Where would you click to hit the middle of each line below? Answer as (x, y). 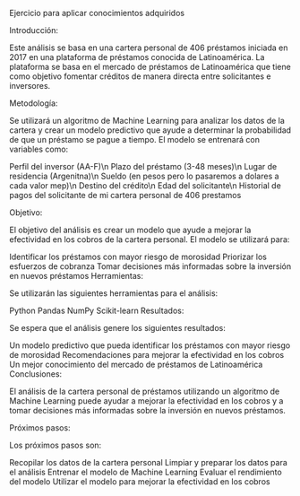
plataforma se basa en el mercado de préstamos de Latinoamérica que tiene (150, 67)
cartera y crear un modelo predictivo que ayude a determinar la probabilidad (150, 130)
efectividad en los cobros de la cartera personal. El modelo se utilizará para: (150, 239)
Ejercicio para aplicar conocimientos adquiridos (97, 13)
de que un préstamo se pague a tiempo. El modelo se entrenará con (134, 139)
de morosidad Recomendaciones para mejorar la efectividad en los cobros (147, 355)
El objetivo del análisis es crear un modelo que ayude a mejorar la (130, 230)
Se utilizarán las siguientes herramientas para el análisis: (114, 293)
